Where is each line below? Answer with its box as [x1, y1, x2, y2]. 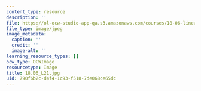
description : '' [6, 14, 47, 20]
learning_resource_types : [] [6, 53, 79, 59]
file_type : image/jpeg [6, 25, 63, 32]
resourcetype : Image [6, 64, 58, 71]
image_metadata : [6, 31, 47, 37]
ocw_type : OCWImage [6, 59, 55, 65]
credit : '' [11, 43, 39, 48]
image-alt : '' [11, 48, 47, 54]
